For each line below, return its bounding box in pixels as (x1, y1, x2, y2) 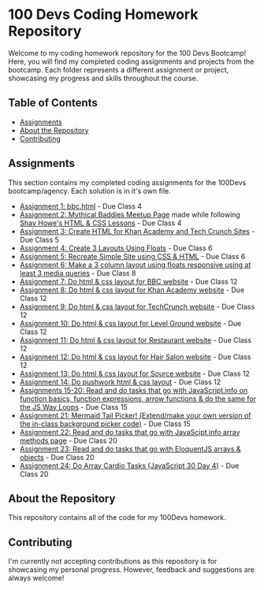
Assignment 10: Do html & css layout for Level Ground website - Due (19, 318, 242, 328)
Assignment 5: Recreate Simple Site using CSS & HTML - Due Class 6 (19, 251, 246, 261)
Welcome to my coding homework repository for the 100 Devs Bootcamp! (8, 48, 247, 58)
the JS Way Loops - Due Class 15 (19, 402, 128, 411)
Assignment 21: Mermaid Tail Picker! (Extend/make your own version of (19, 410, 251, 420)
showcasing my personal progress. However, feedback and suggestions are (8, 565, 255, 574)
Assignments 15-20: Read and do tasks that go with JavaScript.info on (19, 385, 248, 395)
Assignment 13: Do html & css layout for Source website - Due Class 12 (19, 369, 251, 378)
